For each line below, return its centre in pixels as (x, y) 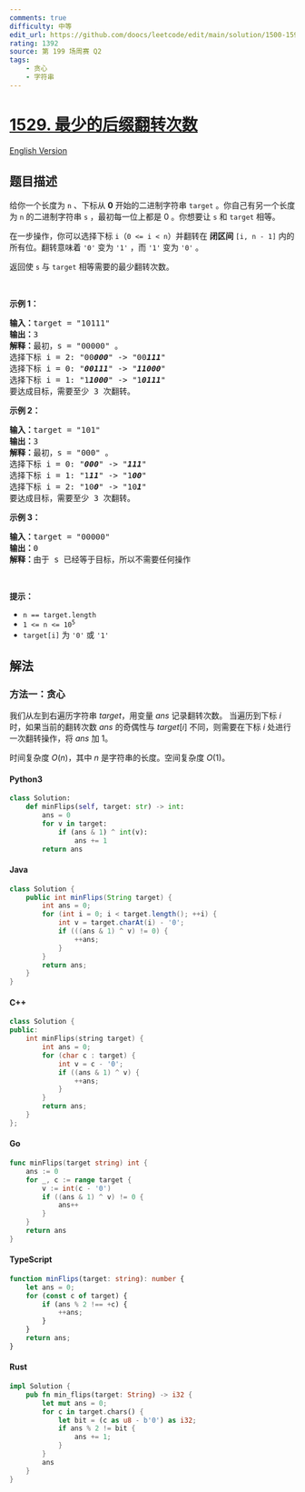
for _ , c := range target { (79, 1180)
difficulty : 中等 (41, 26)
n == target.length (59, 615)
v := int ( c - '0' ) (77, 1188)
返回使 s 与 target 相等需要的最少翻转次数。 (92, 266)
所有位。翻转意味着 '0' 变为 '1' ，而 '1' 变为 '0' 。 (107, 247)
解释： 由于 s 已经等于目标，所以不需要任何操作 (100, 559)
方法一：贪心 (38, 694)
